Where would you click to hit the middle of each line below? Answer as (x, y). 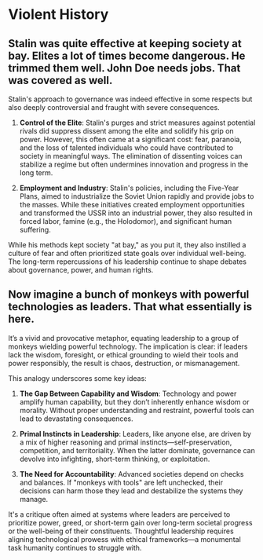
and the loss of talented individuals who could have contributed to (126, 148)
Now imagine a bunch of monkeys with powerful (129, 295)
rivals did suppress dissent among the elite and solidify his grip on (126, 131)
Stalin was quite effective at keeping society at (125, 44)
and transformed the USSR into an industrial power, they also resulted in (136, 213)
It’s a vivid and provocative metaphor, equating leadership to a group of (124, 338)
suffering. (35, 230)
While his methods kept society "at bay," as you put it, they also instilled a (127, 245)
